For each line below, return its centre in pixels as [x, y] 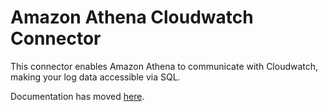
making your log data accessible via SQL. [95, 77]
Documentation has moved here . [77, 96]
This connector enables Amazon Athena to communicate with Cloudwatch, [164, 66]
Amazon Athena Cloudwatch [132, 17]
